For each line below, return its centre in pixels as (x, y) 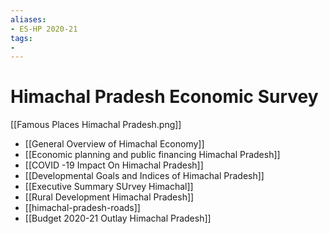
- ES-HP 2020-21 (44, 29)
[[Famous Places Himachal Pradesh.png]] (96, 125)
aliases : (28, 19)
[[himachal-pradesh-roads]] (82, 208)
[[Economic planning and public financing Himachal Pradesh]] (152, 155)
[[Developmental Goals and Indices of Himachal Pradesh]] (144, 176)
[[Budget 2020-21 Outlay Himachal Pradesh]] (118, 218)
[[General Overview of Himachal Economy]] (114, 144)
